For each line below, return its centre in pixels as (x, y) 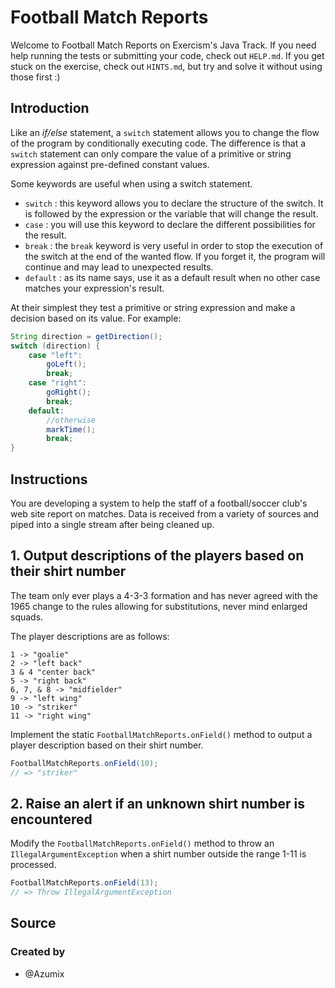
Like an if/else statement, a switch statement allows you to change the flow (165, 132)
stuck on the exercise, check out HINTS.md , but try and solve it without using (166, 66)
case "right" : (57, 383)
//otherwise (71, 420)
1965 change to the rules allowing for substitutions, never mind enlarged (159, 606)
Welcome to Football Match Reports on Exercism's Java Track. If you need (163, 45)
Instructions (49, 479)
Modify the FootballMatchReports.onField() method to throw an (142, 843)
